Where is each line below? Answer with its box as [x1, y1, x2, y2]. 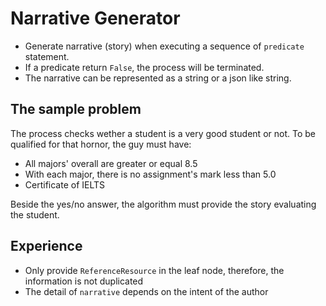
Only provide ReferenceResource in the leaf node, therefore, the [24, 264, 285, 276]
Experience [10, 238, 83, 255]
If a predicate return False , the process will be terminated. [24, 61, 265, 73]
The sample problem [10, 101, 142, 118]
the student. [10, 208, 60, 221]
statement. [24, 50, 70, 62]
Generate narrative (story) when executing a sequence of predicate [24, 40, 305, 52]
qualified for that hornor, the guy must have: [10, 138, 192, 150]
